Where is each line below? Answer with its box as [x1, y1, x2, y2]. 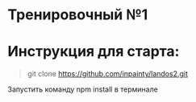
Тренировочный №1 [7, 6, 148, 24]
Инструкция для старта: [7, 43, 180, 61]
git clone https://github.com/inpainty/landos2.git [27, 69, 189, 79]
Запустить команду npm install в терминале [7, 84, 158, 94]
